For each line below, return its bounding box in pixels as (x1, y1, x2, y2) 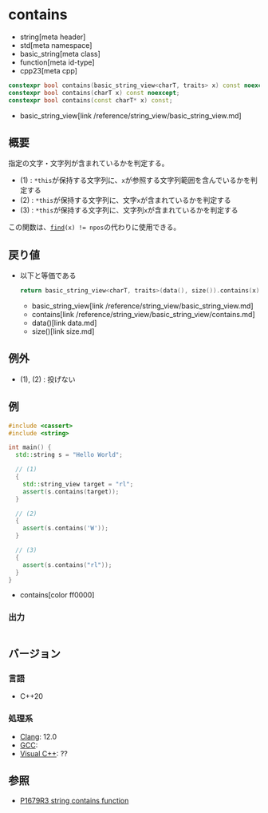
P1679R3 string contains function (19, 795, 129, 805)
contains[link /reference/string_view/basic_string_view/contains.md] (31, 310, 255, 319)
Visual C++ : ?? (19, 748, 68, 758)
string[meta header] (19, 32, 86, 42)
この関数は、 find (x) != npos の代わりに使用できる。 (8, 222, 181, 232)
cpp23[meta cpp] (19, 65, 78, 75)
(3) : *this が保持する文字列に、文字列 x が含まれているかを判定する (19, 205, 238, 215)
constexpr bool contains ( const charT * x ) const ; (8, 96, 173, 105)
